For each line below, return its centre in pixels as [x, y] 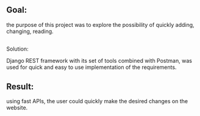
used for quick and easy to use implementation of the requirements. [91, 67]
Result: [20, 86]
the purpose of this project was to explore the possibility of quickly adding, [100, 24]
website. [17, 108]
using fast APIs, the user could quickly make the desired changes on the [97, 101]
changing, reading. [30, 31]
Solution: [17, 49]
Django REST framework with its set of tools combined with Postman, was [99, 61]
